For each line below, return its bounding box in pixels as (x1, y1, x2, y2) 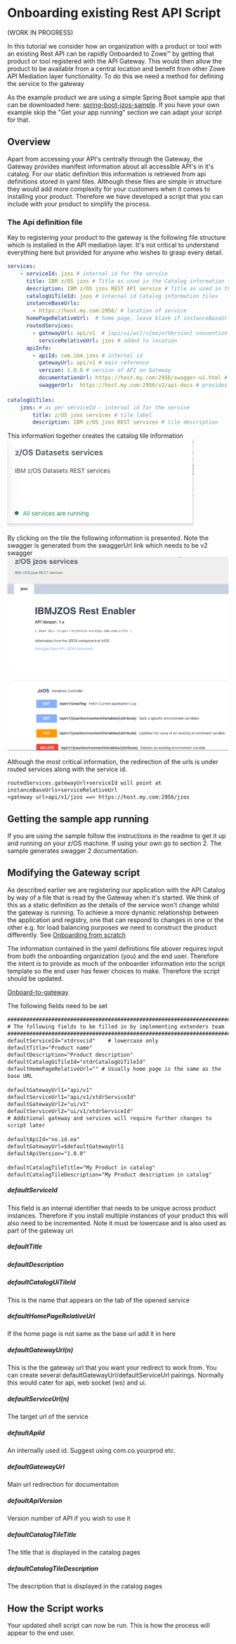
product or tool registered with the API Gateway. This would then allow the (7, 56, 223, 65)
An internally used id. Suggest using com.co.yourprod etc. (7, 1447, 176, 1455)
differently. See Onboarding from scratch (7, 931, 126, 939)
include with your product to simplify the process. (7, 200, 151, 208)
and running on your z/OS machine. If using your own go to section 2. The (7, 839, 222, 847)
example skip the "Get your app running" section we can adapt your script (7, 108, 223, 116)
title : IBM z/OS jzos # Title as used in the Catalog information (25, 277, 225, 285)
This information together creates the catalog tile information (7, 431, 184, 440)
